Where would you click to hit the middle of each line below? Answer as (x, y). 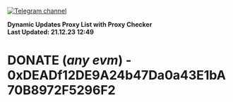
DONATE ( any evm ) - (70, 60)
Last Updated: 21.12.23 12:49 (50, 32)
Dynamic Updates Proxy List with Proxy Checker (80, 24)
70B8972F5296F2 (61, 90)
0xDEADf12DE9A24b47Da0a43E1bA (116, 76)
